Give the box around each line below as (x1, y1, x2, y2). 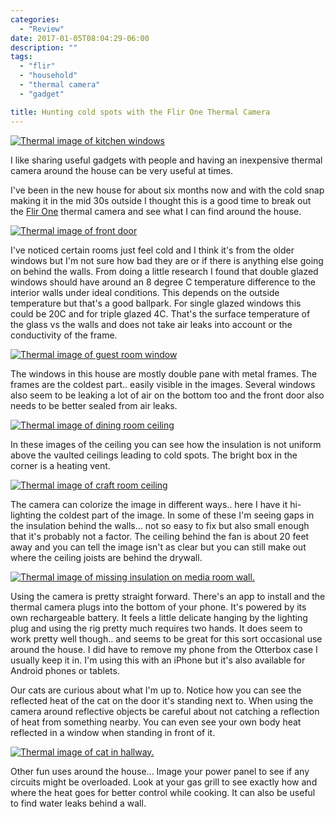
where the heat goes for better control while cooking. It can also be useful (10, 786, 316, 798)
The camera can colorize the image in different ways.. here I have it (10, 498, 288, 510)
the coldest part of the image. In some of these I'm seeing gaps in (43, 509, 315, 521)
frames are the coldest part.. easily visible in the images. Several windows (10, 378, 316, 390)
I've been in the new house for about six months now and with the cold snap (10, 184, 325, 196)
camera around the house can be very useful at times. (10, 164, 233, 176)
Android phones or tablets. (10, 664, 120, 676)
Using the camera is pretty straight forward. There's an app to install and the (10, 590, 326, 602)
